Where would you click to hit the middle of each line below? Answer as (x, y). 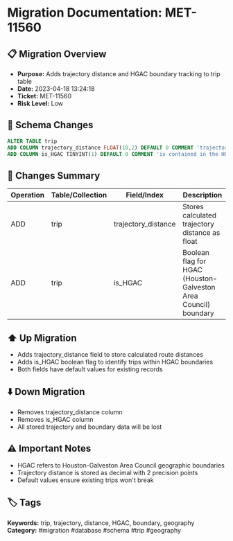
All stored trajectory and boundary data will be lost (89, 427)
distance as (201, 233)
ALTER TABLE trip (32, 141)
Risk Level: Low (40, 103)
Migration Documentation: (85, 13)
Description (202, 195)
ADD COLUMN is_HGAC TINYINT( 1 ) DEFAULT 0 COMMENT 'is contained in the (113, 154)
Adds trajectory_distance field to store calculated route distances (110, 355)
